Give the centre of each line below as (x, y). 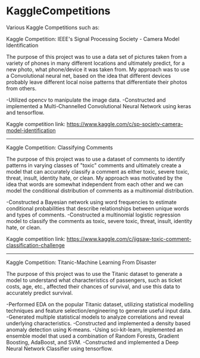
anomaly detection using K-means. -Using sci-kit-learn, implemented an (95, 329)
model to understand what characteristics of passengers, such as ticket (94, 280)
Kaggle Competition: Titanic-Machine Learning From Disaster (81, 262)
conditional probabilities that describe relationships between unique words (98, 208)
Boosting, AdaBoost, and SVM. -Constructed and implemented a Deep (93, 342)
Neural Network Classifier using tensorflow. (60, 348)
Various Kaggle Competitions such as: (53, 27)
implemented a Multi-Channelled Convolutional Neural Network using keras (99, 106)
